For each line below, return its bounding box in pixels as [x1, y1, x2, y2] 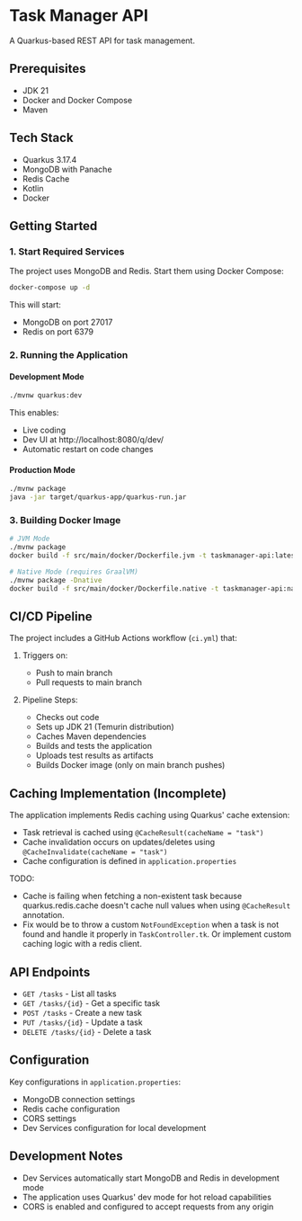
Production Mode [9, 464, 76, 475]
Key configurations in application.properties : [9, 1076, 182, 1087]
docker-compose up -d [9, 283, 91, 292]
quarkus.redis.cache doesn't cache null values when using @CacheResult [22, 900, 291, 911]
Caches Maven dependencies [35, 731, 147, 742]
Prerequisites [9, 61, 86, 76]
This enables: [9, 407, 59, 418]
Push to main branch [35, 667, 113, 679]
